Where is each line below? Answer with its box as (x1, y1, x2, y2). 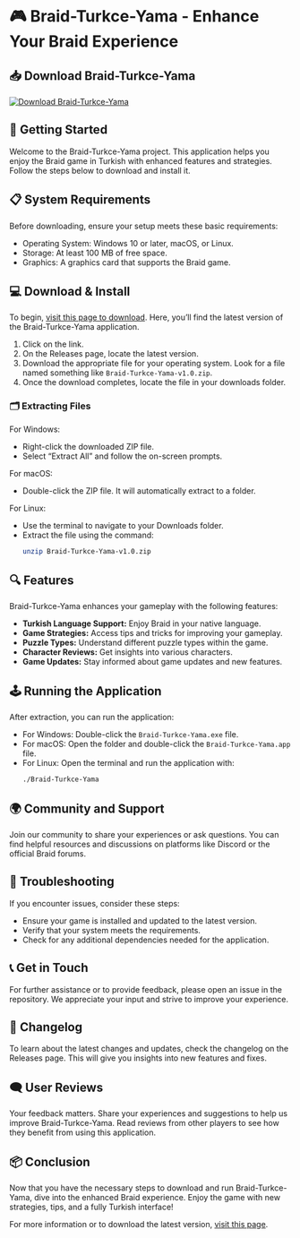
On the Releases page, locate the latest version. (21, 348, 199, 359)
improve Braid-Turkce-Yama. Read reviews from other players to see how (9, 1118, 279, 1129)
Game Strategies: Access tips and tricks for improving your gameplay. (21, 628, 284, 639)
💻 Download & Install (9, 284, 131, 299)
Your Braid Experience (9, 31, 179, 52)
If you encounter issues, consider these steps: (9, 898, 181, 908)
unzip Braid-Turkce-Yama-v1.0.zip (21, 546, 151, 555)
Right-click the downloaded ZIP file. (21, 441, 155, 451)
